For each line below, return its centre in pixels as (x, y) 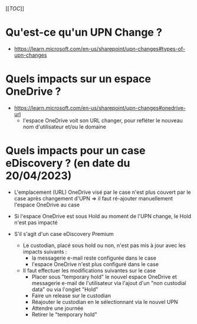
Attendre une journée (58, 308)
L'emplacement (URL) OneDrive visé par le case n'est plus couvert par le (102, 192)
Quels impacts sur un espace (78, 79)
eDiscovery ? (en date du (68, 163)
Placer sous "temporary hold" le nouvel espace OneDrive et (104, 277)
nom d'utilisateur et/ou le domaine (65, 127)
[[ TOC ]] (15, 9)
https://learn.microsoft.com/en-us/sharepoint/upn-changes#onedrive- (100, 108)
